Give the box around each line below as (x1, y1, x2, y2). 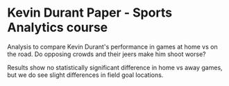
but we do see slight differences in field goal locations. (7, 71, 164, 79)
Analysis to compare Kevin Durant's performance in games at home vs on (7, 42, 218, 51)
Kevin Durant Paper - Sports (7, 5, 172, 21)
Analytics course (7, 19, 108, 35)
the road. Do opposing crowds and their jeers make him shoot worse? (7, 50, 206, 58)
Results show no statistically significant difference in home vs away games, (7, 63, 223, 71)
